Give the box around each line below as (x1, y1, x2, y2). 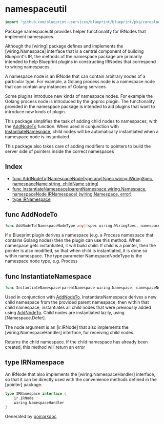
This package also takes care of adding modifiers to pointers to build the (5, 143, 151, 149)
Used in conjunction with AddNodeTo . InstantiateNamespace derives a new (5, 294, 157, 300)
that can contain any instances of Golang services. (5, 84, 107, 89)
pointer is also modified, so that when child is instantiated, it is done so (5, 248, 147, 254)
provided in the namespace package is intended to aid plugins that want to (5, 104, 155, 109)
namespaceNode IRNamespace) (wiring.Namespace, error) (12, 191, 132, 197)
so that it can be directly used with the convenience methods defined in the (5, 376, 157, 382)
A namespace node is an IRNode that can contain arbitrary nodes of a (5, 73, 145, 79)
